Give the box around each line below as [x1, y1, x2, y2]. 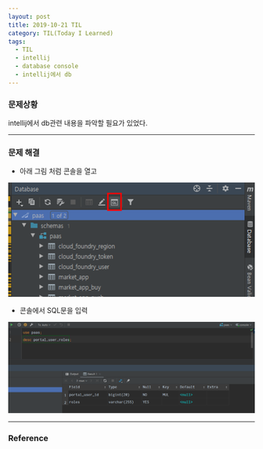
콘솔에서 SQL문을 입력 [19, 306, 88, 316]
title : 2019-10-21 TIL [8, 20, 82, 29]
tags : [8, 38, 26, 46]
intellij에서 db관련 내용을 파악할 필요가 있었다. [8, 119, 148, 128]
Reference [8, 433, 49, 444]
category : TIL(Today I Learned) [8, 29, 113, 37]
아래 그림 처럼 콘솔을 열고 [19, 166, 98, 176]
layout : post [8, 13, 51, 20]
